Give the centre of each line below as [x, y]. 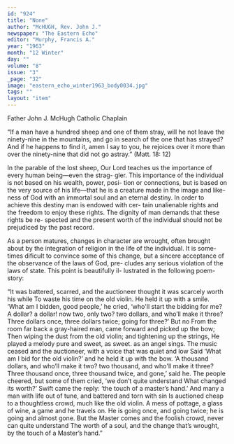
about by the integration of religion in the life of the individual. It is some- [112, 248]
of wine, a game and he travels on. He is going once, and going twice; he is [116, 411]
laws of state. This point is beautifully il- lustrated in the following [101, 271]
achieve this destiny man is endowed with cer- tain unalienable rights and [113, 205]
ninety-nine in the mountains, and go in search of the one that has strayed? [115, 139]
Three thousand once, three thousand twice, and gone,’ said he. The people [116, 373]
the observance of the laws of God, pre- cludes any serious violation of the [115, 263]
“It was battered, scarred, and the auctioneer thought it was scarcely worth [115, 292]
